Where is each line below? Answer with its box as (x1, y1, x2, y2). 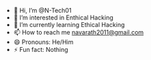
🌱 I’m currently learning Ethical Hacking (13, 21, 125, 28)
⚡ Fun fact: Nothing (13, 46, 68, 53)
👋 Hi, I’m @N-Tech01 (13, 7, 72, 14)
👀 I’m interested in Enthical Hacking (13, 13, 114, 22)
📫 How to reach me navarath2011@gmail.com (13, 28, 144, 36)
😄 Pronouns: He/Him (13, 38, 74, 46)
